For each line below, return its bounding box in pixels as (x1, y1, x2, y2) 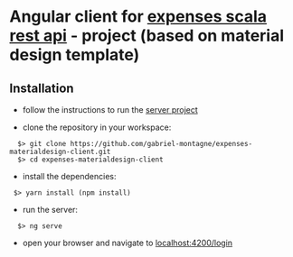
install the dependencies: (22, 171, 117, 181)
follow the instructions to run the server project (22, 105, 199, 115)
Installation (9, 80, 74, 96)
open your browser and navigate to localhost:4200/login (22, 237, 233, 248)
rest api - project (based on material (9, 25, 285, 46)
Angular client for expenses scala (9, 6, 268, 27)
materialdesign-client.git (9, 147, 111, 156)
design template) (9, 45, 140, 65)
